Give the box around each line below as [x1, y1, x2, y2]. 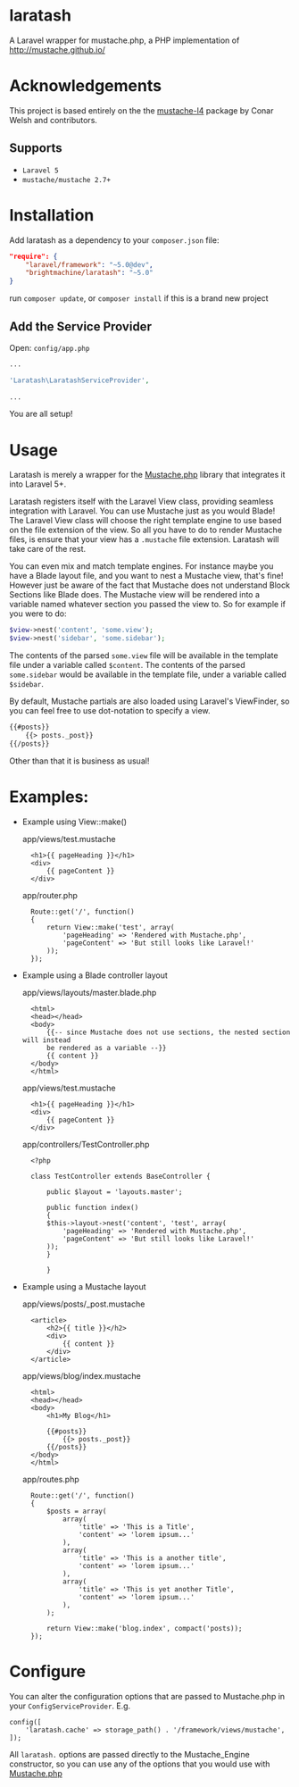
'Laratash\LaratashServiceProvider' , [9, 376, 150, 385]
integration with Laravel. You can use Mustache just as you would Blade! [9, 505, 276, 516]
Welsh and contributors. [9, 114, 98, 125]
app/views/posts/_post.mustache [21, 1298, 145, 1309]
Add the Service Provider [9, 319, 152, 334]
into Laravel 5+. [9, 479, 67, 489]
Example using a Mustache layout [21, 1281, 146, 1291]
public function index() [46, 1203, 139, 1212]
